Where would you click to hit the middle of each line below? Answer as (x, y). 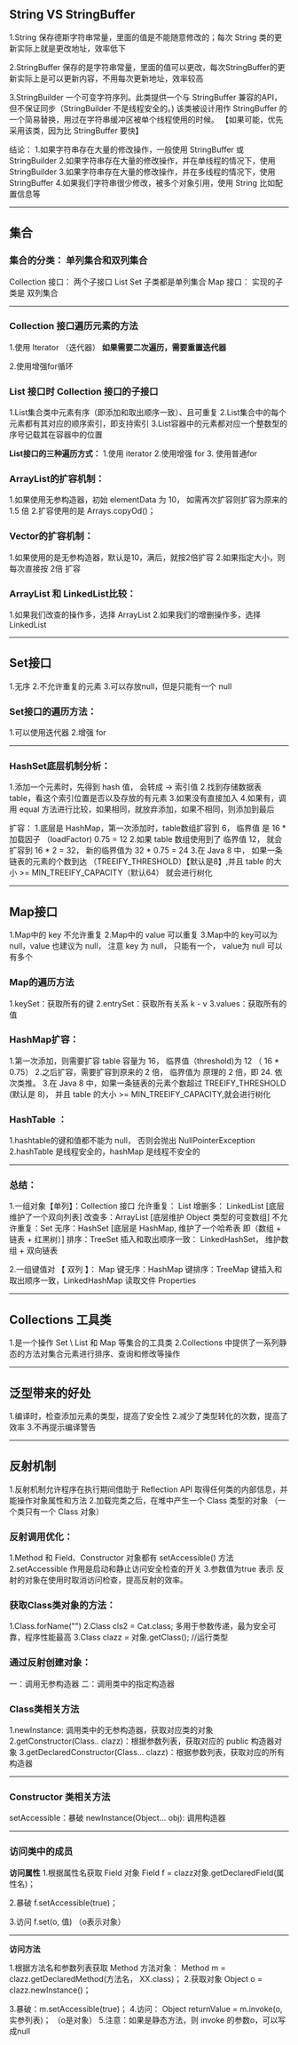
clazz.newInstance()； (50, 1990)
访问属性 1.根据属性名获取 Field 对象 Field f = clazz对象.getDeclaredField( (143, 1873)
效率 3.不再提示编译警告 (53, 1427)
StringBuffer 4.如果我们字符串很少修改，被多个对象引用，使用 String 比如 (142, 182)
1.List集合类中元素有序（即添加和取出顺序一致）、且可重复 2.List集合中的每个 (148, 413)
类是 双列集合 (34, 293)
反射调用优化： (41, 1536)
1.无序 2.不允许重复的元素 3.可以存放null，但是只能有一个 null (121, 686)
